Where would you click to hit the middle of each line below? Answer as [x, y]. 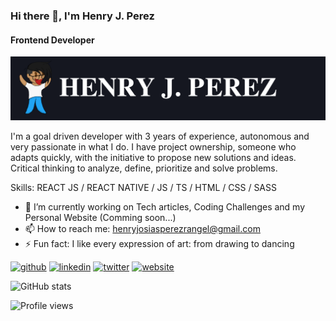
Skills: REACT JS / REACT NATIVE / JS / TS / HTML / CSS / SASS [143, 187]
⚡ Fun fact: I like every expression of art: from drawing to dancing [159, 243]
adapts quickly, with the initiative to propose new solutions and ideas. [153, 157]
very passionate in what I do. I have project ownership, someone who [153, 147]
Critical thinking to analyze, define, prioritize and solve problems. [144, 168]
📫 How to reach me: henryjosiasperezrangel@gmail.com [142, 228]
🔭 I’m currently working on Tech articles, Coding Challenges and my [165, 207]
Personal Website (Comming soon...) [100, 217]
